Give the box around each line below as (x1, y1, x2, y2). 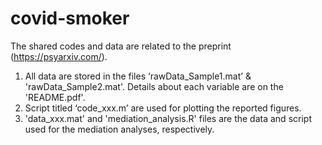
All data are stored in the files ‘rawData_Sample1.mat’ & (24, 70, 252, 82)
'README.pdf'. (24, 91, 86, 103)
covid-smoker (10, 7, 130, 30)
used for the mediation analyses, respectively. (24, 123, 215, 135)
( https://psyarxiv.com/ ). (10, 50, 108, 62)
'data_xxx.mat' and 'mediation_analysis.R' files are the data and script (24, 112, 312, 124)
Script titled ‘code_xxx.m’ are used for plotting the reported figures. (24, 102, 302, 114)
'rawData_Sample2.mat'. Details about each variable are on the (24, 80, 284, 92)
